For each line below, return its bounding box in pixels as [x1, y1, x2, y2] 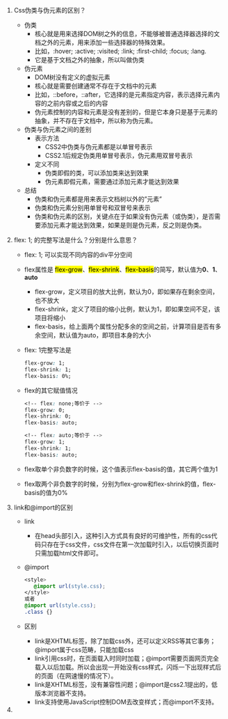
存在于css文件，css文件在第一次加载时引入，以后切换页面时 [47, 540, 219, 548]
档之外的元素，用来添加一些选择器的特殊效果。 [34, 38, 169, 47]
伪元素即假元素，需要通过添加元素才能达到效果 [44, 177, 179, 186]
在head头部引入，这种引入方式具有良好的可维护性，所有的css [34, 531, 212, 539]
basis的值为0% [24, 488, 68, 496]
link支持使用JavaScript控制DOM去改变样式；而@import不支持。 [34, 697, 218, 706]
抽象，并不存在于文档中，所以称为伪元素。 [34, 117, 157, 125]
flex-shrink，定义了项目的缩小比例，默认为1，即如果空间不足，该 [34, 305, 220, 313]
